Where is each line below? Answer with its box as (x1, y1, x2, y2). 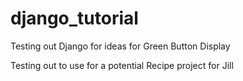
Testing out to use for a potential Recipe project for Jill (10, 59, 234, 71)
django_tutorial (10, 7, 139, 30)
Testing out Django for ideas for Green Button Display (10, 40, 231, 52)
